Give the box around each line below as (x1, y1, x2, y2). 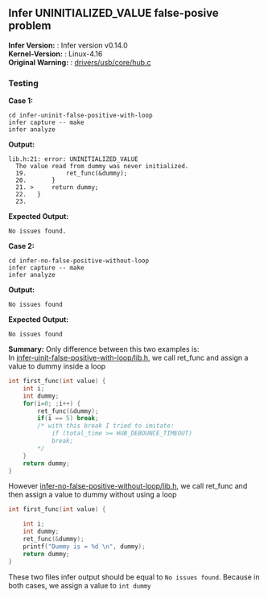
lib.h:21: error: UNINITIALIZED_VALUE (8, 155, 138, 163)
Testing (8, 77, 39, 89)
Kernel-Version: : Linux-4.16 (8, 48, 103, 59)
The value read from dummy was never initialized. (15, 163, 189, 171)
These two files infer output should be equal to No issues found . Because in (8, 571, 260, 582)
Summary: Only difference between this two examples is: (8, 344, 200, 354)
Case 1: (8, 96, 34, 105)
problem (8, 19, 52, 33)
